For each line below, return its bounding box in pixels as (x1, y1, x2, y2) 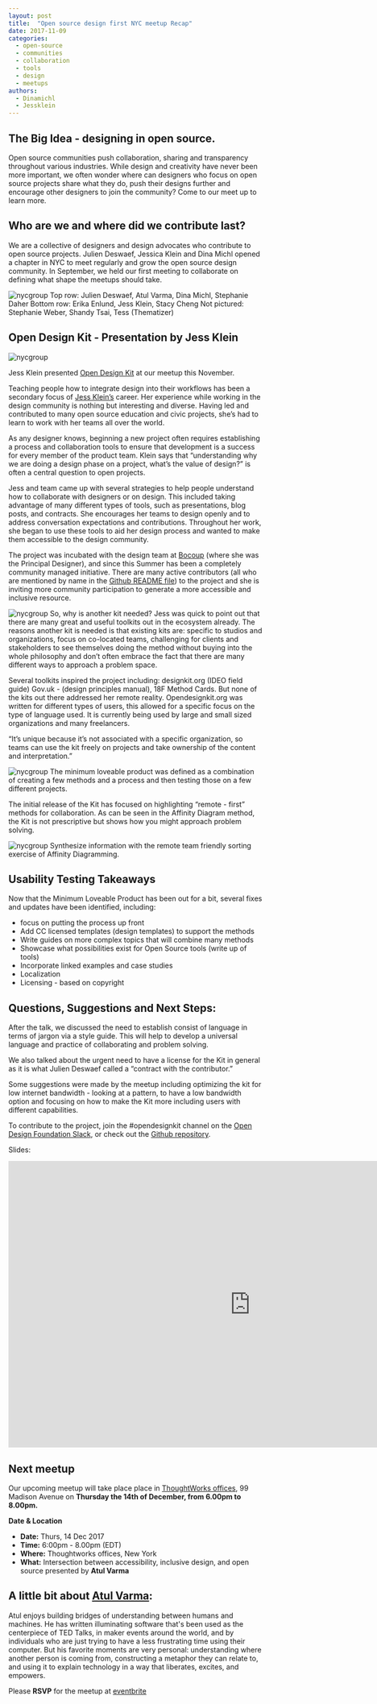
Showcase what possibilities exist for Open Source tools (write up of (19, 943, 247, 953)
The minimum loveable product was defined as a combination (49, 766, 255, 776)
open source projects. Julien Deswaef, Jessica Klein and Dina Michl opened (8, 249, 260, 259)
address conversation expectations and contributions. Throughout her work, (8, 517, 262, 527)
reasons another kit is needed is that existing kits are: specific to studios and (8, 625, 263, 635)
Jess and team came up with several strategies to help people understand (8, 483, 255, 492)
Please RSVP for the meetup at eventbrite (8, 1685, 147, 1696)
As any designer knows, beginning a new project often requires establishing (8, 433, 260, 443)
